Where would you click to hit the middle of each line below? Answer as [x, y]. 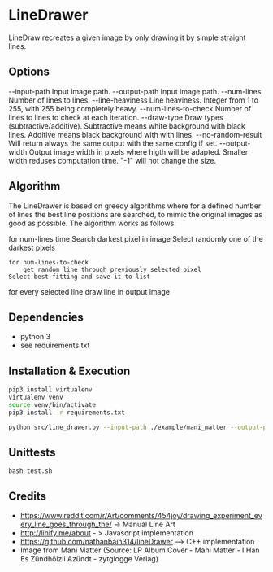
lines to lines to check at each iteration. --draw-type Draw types [116, 117]
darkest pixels [32, 247]
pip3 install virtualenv [50, 390]
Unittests [32, 452]
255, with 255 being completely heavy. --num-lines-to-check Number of [130, 108]
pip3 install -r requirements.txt [67, 413]
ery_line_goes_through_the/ [66, 524]
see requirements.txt [55, 345]
